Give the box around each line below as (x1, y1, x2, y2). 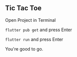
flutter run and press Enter (5, 36, 64, 42)
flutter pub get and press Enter (5, 27, 73, 33)
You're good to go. (5, 46, 44, 52)
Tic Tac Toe (5, 4, 42, 12)
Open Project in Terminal (5, 17, 56, 23)
